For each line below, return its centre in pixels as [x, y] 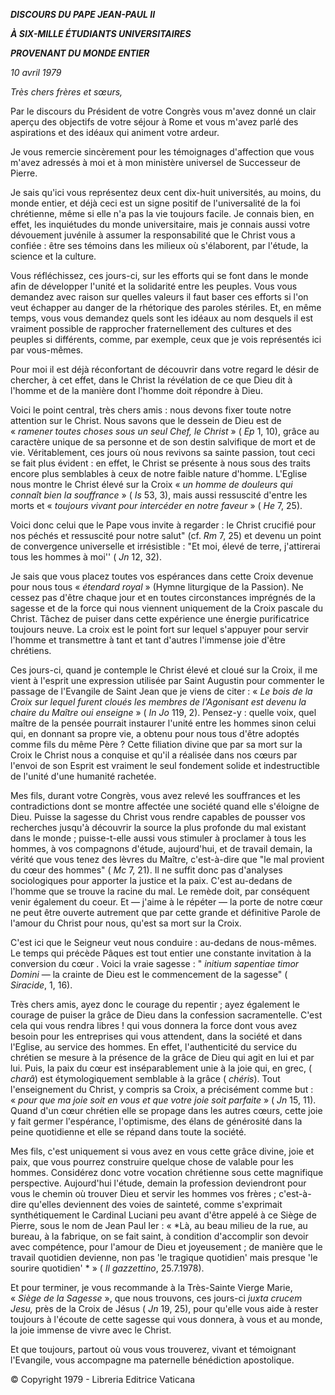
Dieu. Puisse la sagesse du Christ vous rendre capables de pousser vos [158, 817]
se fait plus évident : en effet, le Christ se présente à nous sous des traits [160, 463]
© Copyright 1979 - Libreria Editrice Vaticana [103, 1379]
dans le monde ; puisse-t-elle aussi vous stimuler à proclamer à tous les [158, 838]
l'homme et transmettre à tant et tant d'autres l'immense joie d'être [148, 640]
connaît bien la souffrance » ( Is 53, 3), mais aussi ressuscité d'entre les [159, 495]
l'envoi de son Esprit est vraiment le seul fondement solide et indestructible [165, 765]
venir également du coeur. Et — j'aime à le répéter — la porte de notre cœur [166, 902]
